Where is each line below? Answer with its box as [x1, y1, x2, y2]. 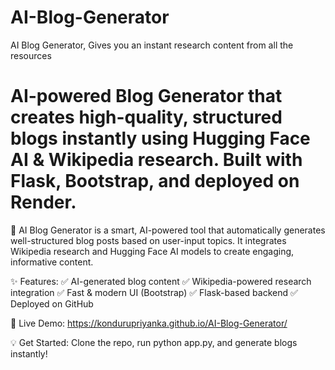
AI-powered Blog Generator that [10, 85, 283, 108]
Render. [10, 191, 77, 214]
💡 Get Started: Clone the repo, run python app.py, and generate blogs [10, 336, 298, 348]
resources [10, 49, 52, 61]
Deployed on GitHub [10, 297, 94, 310]
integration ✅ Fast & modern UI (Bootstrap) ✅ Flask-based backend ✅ [10, 286, 298, 298]
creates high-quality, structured [10, 106, 283, 129]
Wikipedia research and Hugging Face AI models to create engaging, [10, 245, 295, 257]
